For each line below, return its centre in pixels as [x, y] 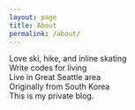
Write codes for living [48, 68]
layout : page [33, 17]
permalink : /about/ [45, 33]
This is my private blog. [52, 96]
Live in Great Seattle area [55, 77]
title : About [33, 26]
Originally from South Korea [60, 87]
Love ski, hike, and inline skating [68, 59]
